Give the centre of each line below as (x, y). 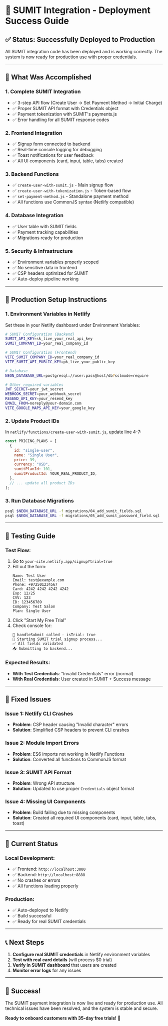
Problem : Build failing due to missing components (64, 812)
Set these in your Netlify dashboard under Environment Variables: (73, 325)
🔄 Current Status (32, 844)
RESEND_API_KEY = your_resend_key (39, 399)
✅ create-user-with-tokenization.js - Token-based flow (72, 191)
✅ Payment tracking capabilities (45, 232)
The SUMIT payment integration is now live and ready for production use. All (84, 1003)
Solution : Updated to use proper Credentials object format (73, 789)
